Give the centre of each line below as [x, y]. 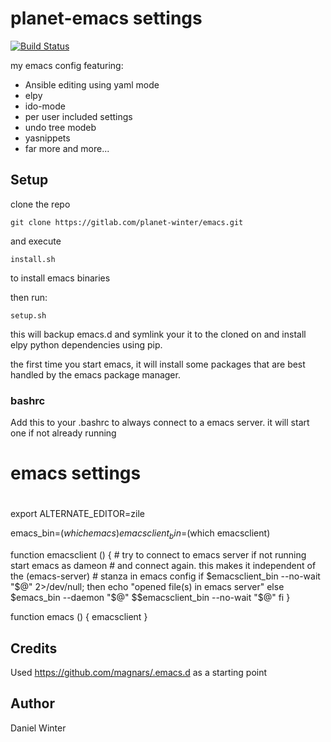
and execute [36, 241]
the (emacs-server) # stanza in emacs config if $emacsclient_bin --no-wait [165, 576]
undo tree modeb [60, 127]
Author [32, 703]
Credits [34, 648]
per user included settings [78, 116]
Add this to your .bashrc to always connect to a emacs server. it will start [160, 423]
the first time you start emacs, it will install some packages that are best [158, 364]
